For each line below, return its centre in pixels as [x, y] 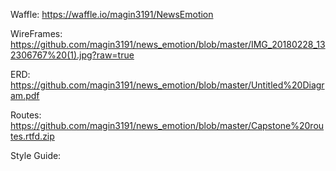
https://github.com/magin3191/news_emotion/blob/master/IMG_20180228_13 [168, 44]
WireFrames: [36, 33]
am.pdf [25, 95]
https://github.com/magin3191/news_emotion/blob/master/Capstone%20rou [167, 125]
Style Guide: [36, 155]
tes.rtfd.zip [32, 136]
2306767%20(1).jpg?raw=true [72, 55]
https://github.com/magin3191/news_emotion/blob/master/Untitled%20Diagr [167, 85]
